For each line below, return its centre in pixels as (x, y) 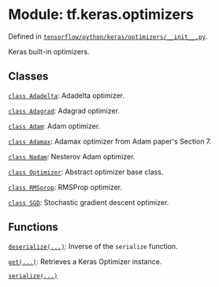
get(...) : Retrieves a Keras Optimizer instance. (85, 261)
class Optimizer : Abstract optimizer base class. (86, 172)
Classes (28, 76)
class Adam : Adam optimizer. (54, 126)
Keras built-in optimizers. (49, 51)
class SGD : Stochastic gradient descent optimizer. (89, 202)
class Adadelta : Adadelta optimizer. (66, 95)
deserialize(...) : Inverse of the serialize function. (93, 246)
